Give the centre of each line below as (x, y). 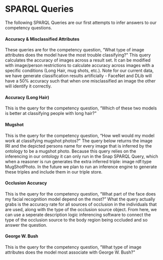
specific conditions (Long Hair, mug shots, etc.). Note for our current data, (79, 71)
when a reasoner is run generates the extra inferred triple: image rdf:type (78, 161)
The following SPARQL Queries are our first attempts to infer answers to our (81, 22)
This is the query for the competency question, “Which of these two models (81, 108)
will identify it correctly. (28, 86)
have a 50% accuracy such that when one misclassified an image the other (80, 81)
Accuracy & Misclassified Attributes (42, 39)
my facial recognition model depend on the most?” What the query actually (80, 199)
